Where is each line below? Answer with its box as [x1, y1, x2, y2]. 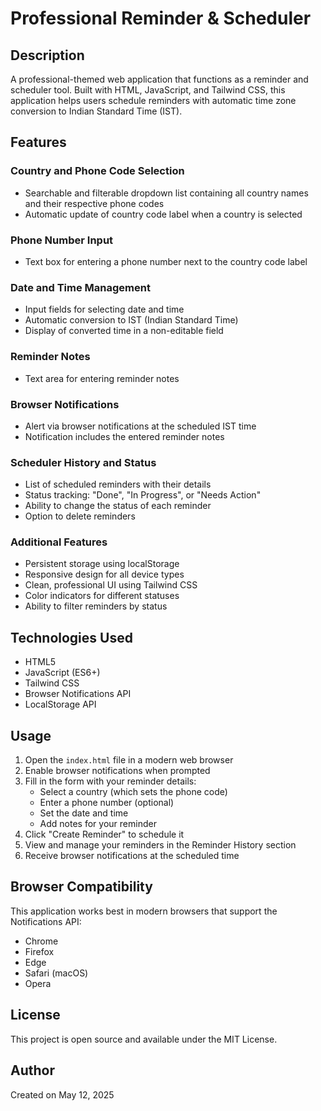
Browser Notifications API [24, 688, 132, 700]
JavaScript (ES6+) [24, 667, 101, 679]
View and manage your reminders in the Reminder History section [24, 839, 297, 851]
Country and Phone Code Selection [10, 164, 185, 178]
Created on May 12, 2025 [10, 1088, 115, 1101]
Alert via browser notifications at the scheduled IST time [24, 420, 257, 432]
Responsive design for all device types [24, 568, 185, 581]
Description [10, 47, 85, 64]
